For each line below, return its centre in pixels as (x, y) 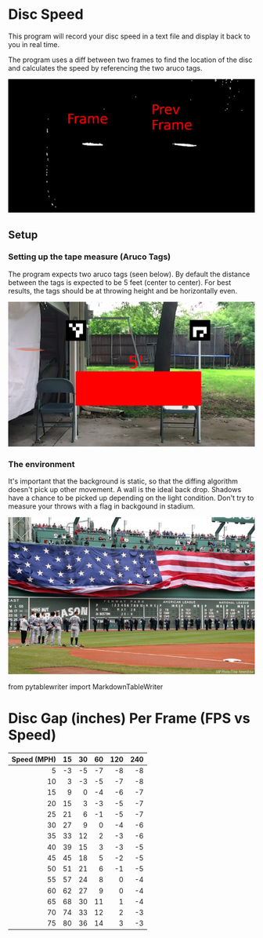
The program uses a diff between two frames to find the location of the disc (130, 60)
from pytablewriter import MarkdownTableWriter (86, 687)
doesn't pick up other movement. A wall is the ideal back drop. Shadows (125, 489)
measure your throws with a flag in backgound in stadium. (102, 506)
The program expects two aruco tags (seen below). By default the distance (129, 274)
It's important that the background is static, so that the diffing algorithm (123, 481)
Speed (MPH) (34, 759)
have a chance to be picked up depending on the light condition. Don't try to (131, 498)
